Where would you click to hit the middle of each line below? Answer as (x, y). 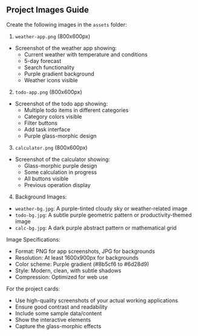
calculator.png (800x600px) (51, 147)
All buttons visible (46, 179)
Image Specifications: (33, 239)
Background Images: (41, 197)
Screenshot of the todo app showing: (61, 104)
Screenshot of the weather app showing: (66, 48)
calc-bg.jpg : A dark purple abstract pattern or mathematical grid (96, 228)
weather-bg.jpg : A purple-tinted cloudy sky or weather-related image (101, 208)
